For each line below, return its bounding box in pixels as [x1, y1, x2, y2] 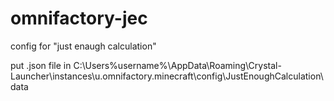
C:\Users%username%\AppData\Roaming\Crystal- [73, 59, 282, 71]
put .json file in [10, 59, 72, 71]
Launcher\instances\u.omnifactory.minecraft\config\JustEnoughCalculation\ [10, 70, 324, 82]
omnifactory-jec [10, 7, 148, 30]
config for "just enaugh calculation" [10, 40, 157, 52]
